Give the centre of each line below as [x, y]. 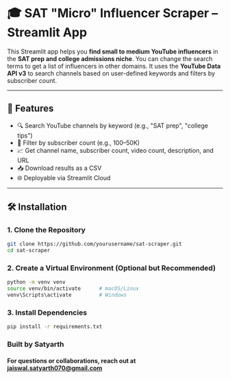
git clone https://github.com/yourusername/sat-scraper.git [95, 244]
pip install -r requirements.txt [55, 327]
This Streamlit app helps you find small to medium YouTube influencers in [113, 51]
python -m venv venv [37, 282]
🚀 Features [30, 109]
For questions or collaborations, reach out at [72, 360]
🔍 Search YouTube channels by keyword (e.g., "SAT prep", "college [113, 125]
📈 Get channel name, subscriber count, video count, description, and [115, 150]
